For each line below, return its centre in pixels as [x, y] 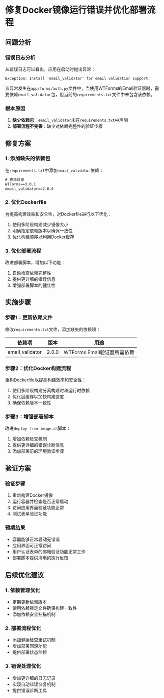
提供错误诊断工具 [29, 690]
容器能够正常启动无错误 [36, 539]
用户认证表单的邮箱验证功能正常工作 [49, 552]
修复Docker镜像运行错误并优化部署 [76, 10]
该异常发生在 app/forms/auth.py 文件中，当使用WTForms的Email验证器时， [80, 88]
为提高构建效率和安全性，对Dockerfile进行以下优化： [58, 214]
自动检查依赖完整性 [32, 273]
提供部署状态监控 [29, 652]
